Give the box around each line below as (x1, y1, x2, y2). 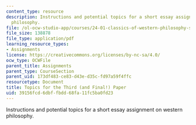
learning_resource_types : (6, 41, 69, 47)
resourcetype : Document (6, 79, 64, 85)
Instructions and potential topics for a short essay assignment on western (6, 106, 183, 113)
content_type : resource (6, 8, 64, 15)
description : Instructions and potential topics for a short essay (6, 14, 174, 20)
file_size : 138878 (6, 30, 51, 36)
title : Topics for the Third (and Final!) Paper (6, 85, 127, 91)
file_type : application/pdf (6, 36, 75, 41)
